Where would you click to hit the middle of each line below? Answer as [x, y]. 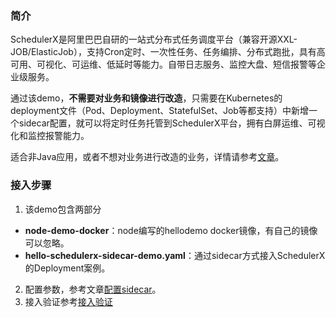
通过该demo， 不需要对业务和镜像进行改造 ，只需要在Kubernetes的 [146, 98]
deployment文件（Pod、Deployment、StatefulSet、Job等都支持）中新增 [159, 111]
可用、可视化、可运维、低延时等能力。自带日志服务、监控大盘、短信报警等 [163, 64]
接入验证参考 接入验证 [68, 301]
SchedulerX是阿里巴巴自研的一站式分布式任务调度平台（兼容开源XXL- [154, 39]
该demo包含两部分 [63, 209]
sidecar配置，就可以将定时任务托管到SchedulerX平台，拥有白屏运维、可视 [172, 123]
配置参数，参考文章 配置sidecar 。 [93, 289]
